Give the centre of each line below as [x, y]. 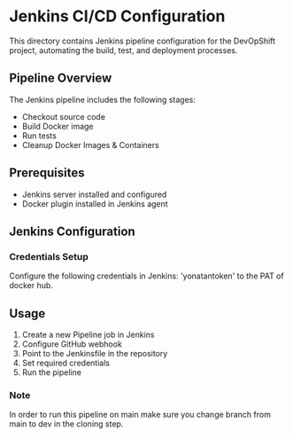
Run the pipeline [52, 372]
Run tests [39, 136]
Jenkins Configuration [72, 231]
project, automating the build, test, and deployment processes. [123, 50]
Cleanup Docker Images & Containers [90, 145]
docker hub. [31, 285]
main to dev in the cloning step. [66, 424]
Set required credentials [66, 363]
